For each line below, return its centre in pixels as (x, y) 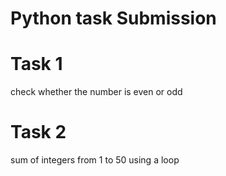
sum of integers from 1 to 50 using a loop (95, 160)
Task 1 (36, 64)
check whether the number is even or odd (96, 92)
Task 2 (38, 132)
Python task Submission (113, 18)
